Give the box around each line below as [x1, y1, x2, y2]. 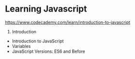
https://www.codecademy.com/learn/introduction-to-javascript [5, 19, 131, 25]
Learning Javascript [5, 3, 87, 15]
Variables [12, 43, 31, 49]
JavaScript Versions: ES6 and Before [12, 48, 85, 54]
